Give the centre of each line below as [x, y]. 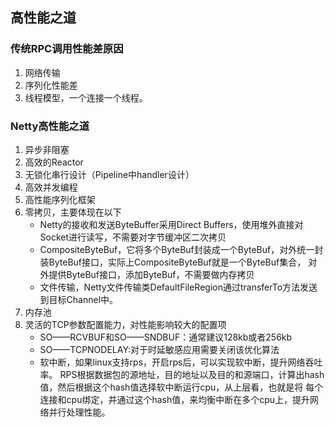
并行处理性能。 [79, 412]
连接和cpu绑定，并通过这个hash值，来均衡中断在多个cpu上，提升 [175, 399]
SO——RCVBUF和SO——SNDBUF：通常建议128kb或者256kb [166, 337]
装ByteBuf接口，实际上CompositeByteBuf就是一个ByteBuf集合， [173, 262]
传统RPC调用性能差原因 [67, 49]
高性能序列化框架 [60, 199]
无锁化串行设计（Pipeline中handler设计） [109, 174]
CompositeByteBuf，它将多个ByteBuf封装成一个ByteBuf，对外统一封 [181, 249]
